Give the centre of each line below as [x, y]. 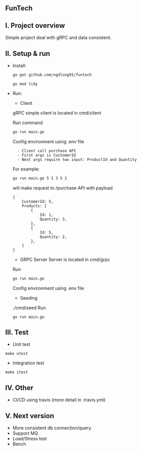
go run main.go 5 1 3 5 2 [40, 178]
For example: [26, 169]
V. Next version [30, 416]
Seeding [29, 298]
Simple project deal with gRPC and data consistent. [58, 38]
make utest [17, 354]
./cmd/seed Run [29, 308]
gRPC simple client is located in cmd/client [57, 112]
